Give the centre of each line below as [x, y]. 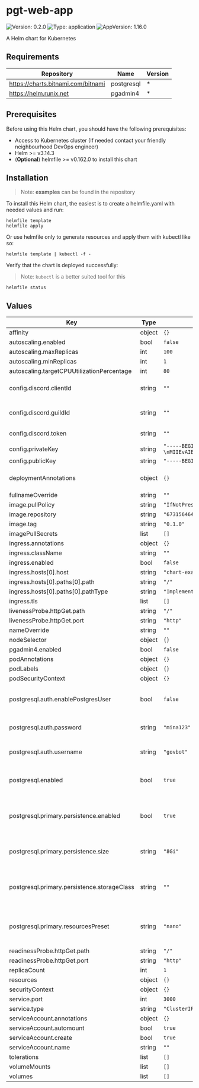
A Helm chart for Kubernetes [41, 38]
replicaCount [27, 970]
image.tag [23, 524]
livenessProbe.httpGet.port [46, 621]
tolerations [24, 1057]
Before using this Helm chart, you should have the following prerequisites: [96, 129]
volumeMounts [30, 1067]
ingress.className [36, 553]
